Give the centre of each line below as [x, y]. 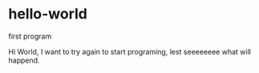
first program [30, 36]
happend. [24, 60]
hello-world [48, 14]
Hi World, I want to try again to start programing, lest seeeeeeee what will [129, 51]
